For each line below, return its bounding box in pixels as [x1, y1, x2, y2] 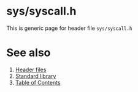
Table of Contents [15, 79, 61, 86]
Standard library [15, 72, 56, 80]
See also [6, 46, 51, 60]
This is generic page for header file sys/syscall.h [6, 24, 132, 32]
